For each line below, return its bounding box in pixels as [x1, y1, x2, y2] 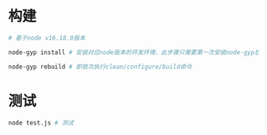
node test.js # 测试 [8, 118, 74, 127]
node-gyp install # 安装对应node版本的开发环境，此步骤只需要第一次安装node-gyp [8, 48, 255, 56]
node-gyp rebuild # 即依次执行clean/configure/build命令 [8, 63, 192, 71]
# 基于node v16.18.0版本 [8, 33, 86, 42]
